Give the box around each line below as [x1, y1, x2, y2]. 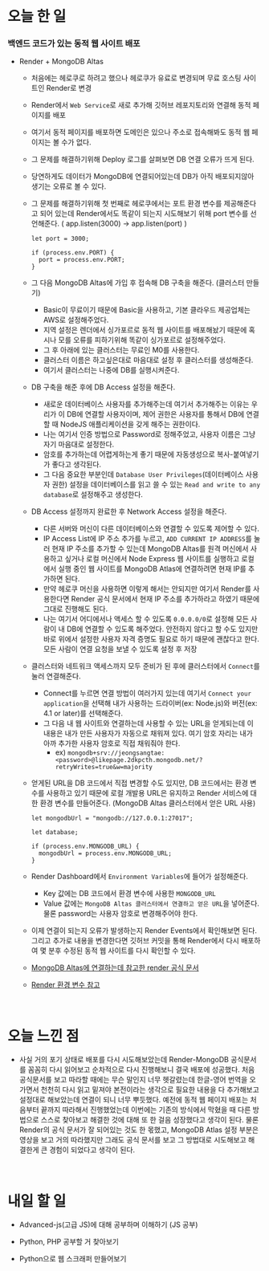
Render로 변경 [46, 84, 92, 93]
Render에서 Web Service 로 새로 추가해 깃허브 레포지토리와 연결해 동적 [31, 100, 251, 110]
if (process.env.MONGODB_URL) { [31, 842, 140, 851]
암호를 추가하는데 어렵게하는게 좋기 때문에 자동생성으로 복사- [43, 450, 234, 459]
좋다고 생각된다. [51, 459, 102, 470]
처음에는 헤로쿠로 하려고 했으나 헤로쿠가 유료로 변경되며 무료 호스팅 [31, 73, 242, 83]
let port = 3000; [31, 234, 90, 243]
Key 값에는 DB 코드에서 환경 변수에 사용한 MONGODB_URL [43, 889, 216, 898]
